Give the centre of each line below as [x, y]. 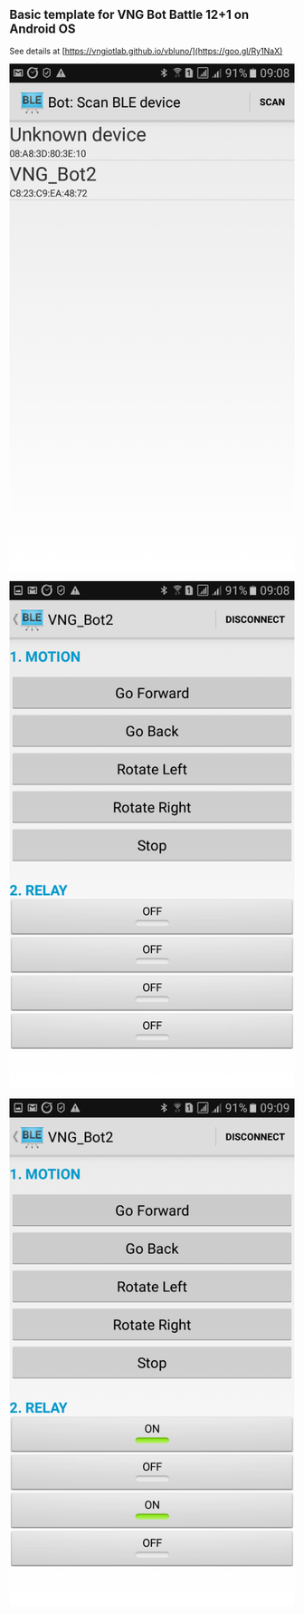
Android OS [43, 29]
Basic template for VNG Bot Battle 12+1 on [129, 15]
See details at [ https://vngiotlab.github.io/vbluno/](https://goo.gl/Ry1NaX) [146, 51]
